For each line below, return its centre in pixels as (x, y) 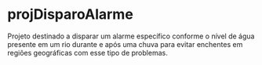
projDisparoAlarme (71, 14)
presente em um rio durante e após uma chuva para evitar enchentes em (125, 44)
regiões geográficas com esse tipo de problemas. (87, 52)
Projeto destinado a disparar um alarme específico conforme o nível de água (131, 36)
